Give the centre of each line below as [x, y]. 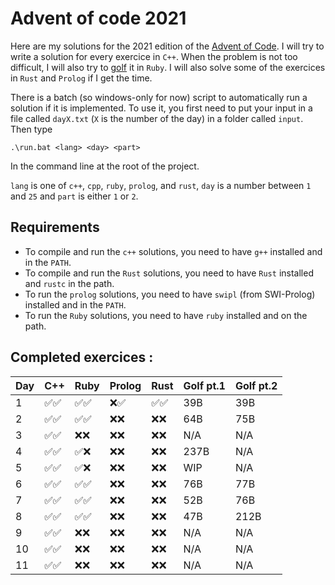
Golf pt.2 [256, 385]
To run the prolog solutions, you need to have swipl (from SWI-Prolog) [170, 294]
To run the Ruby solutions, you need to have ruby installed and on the [166, 315]
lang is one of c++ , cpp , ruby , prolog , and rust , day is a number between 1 [161, 185]
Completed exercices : [82, 357]
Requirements [55, 227]
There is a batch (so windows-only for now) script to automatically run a [159, 97]
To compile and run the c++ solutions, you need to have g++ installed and [173, 251]
